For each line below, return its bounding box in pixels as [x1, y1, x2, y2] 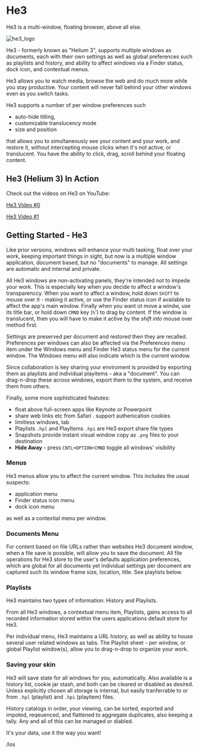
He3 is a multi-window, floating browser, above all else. [6, 23, 142, 31]
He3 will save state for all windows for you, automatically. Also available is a [6, 674, 192, 681]
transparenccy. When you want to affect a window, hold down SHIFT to [6, 289, 179, 297]
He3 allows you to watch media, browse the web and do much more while [6, 77, 188, 84]
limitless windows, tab [14, 418, 70, 425]
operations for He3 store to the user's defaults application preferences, [6, 556, 181, 563]
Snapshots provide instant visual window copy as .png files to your [14, 431, 179, 438]
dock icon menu [14, 503, 55, 510]
